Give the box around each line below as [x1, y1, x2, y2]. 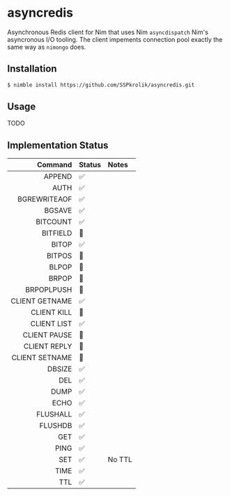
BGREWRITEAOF [17, 194, 72, 204]
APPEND [43, 172, 72, 182]
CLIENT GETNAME [10, 296, 72, 306]
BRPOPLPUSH [25, 285, 72, 295]
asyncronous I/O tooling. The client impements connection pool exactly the [7, 35, 223, 43]
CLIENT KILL [30, 308, 72, 318]
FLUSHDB [39, 421, 72, 431]
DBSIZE [47, 364, 72, 374]
